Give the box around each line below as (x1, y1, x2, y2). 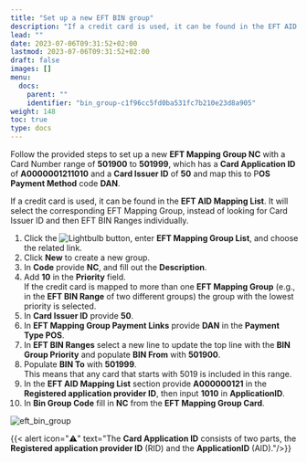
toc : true (10, 115, 48, 124)
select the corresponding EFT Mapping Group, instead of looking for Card (10, 205, 289, 216)
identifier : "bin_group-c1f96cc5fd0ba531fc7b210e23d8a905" (26, 98, 257, 108)
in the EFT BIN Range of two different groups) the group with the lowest (23, 291, 294, 301)
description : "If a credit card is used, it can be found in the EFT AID (10, 22, 298, 31)
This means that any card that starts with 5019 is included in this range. (23, 369, 292, 379)
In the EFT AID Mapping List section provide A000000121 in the (23, 378, 268, 389)
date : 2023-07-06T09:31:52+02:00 (10, 38, 138, 48)
